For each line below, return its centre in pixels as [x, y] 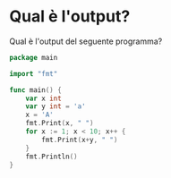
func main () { [36, 90]
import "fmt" [34, 73]
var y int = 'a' [56, 106]
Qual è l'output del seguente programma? [86, 41]
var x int [44, 98]
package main [34, 57]
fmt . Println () [51, 157]
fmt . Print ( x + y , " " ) [80, 140]
